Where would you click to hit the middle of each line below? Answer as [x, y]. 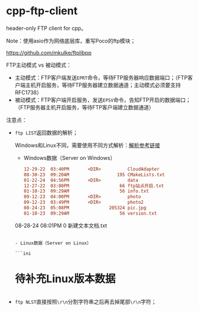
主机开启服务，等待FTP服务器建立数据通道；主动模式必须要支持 [103, 85]
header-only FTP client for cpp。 [46, 28]
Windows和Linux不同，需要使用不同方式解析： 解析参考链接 [87, 145]
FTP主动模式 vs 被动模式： [39, 65]
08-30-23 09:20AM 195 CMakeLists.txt [94, 175]
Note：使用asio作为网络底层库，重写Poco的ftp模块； [71, 40]
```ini [23, 253]
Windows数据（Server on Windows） [70, 158]
